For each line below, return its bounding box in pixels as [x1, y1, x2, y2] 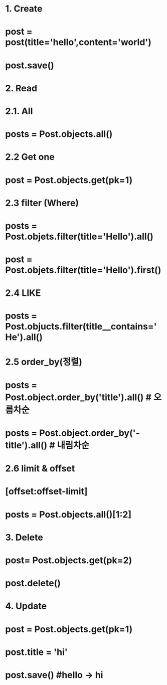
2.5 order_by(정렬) [5, 356, 83, 368]
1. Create [5, 3, 43, 15]
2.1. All [5, 105, 33, 117]
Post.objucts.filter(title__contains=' [5, 321, 157, 332]
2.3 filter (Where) [5, 197, 79, 209]
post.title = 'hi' [5, 646, 68, 657]
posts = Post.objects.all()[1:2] [5, 508, 132, 520]
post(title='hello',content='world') [5, 37, 152, 48]
